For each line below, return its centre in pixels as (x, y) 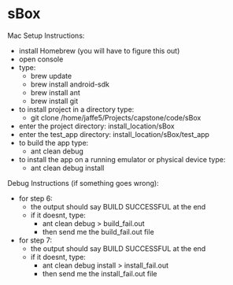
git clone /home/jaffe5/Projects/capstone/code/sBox (116, 117)
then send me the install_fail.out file (100, 273)
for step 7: (35, 240)
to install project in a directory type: (76, 109)
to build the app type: (54, 142)
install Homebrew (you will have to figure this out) (99, 50)
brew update (51, 76)
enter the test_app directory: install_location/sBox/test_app (114, 134)
